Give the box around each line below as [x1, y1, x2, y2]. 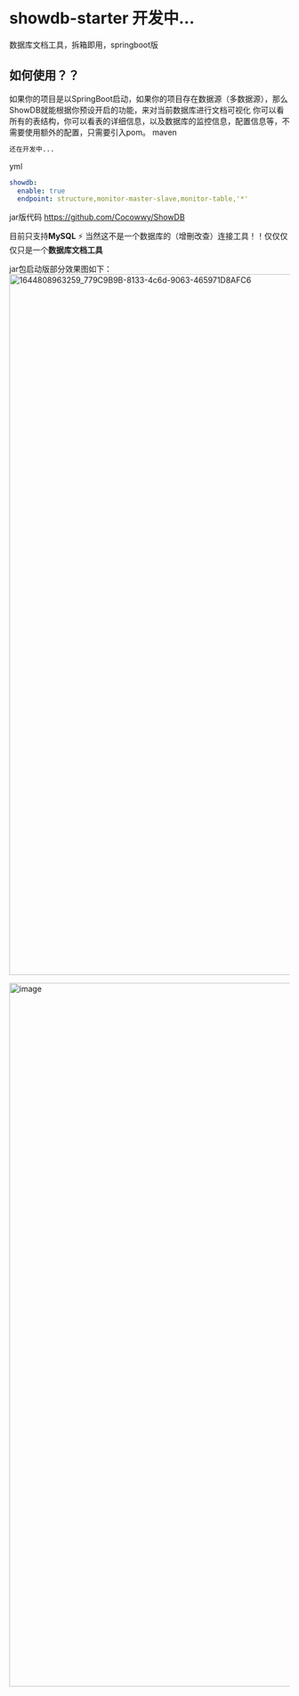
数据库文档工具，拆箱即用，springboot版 [9, 39, 158, 50]
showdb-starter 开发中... [9, 8, 195, 29]
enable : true [17, 186, 66, 195]
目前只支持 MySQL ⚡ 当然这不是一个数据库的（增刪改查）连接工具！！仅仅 [9, 231, 280, 242]
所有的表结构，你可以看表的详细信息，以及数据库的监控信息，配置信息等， [9, 115, 282, 126]
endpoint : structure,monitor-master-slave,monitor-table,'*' [17, 194, 249, 203]
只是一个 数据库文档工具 [16, 244, 103, 255]
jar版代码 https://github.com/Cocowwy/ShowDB [9, 211, 185, 223]
